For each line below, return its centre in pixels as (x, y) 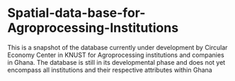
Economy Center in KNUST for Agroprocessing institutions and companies (116, 55)
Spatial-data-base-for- (76, 13)
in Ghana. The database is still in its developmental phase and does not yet (116, 62)
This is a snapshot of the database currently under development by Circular (117, 47)
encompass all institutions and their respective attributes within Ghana (110, 70)
